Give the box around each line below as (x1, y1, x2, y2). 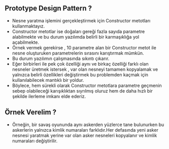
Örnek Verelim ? (5, 108, 57, 116)
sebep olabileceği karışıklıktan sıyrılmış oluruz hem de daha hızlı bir (12, 87, 153, 94)
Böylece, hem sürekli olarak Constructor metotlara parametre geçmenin (12, 82, 162, 88)
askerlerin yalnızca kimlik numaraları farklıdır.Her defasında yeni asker (12, 127, 158, 133)
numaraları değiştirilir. (12, 137, 58, 144)
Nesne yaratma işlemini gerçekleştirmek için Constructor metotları (12, 17, 151, 23)
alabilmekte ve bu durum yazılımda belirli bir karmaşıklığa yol (12, 34, 140, 40)
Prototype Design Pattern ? (5, 4, 92, 13)
